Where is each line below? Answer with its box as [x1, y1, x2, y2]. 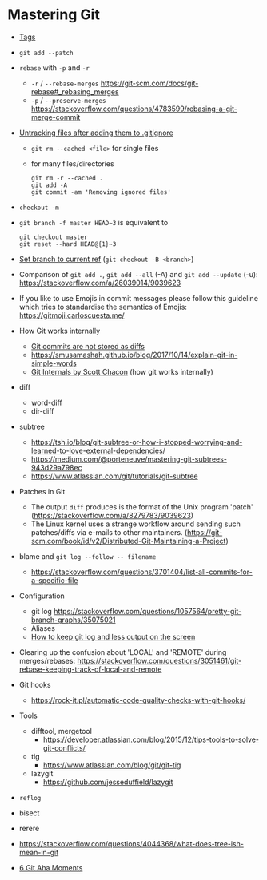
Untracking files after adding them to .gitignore [18, 128, 173, 137]
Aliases [30, 623, 55, 632]
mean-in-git [18, 847, 59, 857]
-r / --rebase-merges [30, 78, 99, 88]
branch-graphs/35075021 [30, 615, 116, 624]
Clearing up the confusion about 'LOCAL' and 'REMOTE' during [18, 647, 227, 656]
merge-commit [30, 112, 81, 121]
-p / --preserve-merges [30, 95, 106, 105]
